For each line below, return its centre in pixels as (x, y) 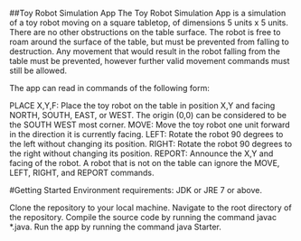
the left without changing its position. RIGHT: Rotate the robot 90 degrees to (150, 144)
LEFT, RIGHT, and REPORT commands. (82, 172)
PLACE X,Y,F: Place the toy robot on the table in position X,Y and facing (142, 106)
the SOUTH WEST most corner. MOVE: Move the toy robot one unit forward (150, 125)
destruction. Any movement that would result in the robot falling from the (145, 51)
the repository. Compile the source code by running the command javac (143, 217)
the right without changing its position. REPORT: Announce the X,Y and (141, 153)
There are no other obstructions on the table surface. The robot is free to (145, 32)
